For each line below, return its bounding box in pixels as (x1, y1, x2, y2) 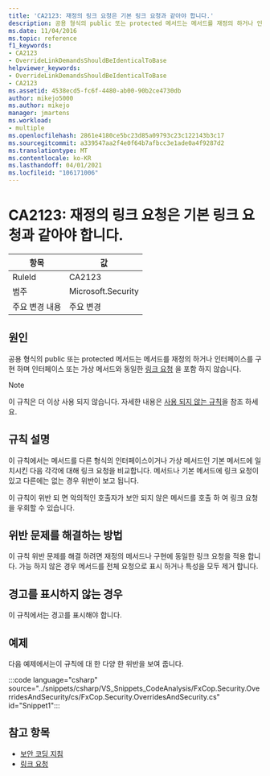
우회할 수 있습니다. (16, 502, 75, 512)
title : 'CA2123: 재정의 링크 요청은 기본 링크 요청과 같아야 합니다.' (8, 11, 215, 20)
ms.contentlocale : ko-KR (8, 154, 92, 162)
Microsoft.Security (68, 285, 139, 296)
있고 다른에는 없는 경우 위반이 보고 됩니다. (8, 476, 139, 485)
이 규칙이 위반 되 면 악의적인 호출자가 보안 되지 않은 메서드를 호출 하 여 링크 (8, 493, 243, 502)
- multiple (8, 124, 45, 132)
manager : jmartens (8, 109, 70, 118)
